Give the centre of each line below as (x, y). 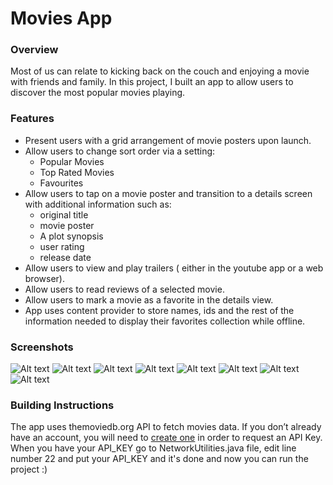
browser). (44, 278)
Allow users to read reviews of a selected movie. (124, 289)
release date (65, 257)
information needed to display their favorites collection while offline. (165, 321)
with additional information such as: (98, 204)
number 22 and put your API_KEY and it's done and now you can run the (159, 459)
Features (32, 119)
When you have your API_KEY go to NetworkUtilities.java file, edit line (153, 448)
